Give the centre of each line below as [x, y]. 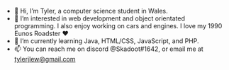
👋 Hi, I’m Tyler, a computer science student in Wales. [91, 11]
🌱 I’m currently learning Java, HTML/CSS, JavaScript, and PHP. [107, 41]
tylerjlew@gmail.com [45, 59]
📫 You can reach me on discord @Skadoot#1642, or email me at [108, 49]
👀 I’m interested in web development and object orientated [100, 18]
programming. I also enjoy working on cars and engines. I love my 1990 [118, 26]
